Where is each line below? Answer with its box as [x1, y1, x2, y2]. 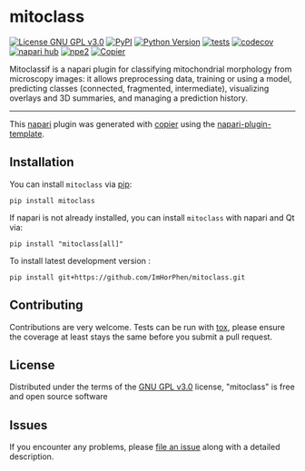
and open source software [9, 391, 108, 402]
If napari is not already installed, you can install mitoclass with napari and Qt [9, 211, 295, 223]
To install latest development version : [9, 255, 152, 266]
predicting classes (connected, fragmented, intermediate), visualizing [9, 83, 270, 93]
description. [9, 451, 54, 462]
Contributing [9, 298, 84, 313]
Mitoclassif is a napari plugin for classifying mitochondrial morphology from [9, 64, 292, 74]
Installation [9, 154, 74, 170]
